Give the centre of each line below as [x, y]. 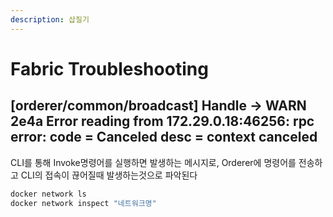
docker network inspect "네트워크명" [83, 203]
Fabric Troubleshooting [109, 68]
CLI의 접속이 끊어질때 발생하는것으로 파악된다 [109, 175]
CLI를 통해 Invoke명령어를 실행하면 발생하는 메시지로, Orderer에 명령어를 [153, 162]
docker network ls [48, 194]
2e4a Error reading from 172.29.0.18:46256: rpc [162, 121]
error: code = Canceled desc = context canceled [164, 137]
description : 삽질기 [50, 19]
